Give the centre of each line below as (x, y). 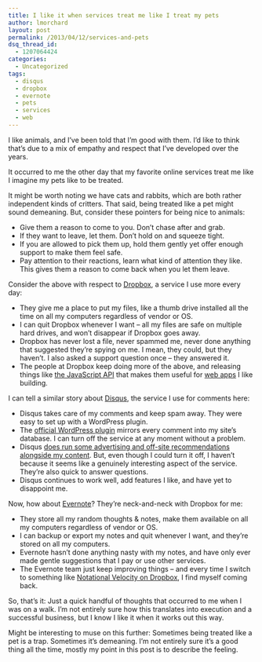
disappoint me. (44, 488)
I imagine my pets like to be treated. (66, 180)
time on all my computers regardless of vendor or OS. (106, 316)
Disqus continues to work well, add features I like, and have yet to (126, 480)
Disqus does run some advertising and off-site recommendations (124, 446)
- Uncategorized (42, 67)
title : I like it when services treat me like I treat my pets (114, 15)
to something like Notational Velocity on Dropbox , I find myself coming (133, 577)
